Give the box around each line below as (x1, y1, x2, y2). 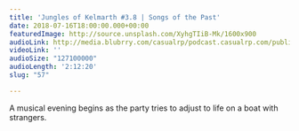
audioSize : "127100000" (9, 54, 98, 63)
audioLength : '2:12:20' (9, 63, 98, 72)
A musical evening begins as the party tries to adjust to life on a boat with (9, 103, 279, 113)
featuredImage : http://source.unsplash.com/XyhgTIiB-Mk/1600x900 (9, 29, 256, 38)
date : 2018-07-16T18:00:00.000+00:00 (9, 21, 149, 30)
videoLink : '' (9, 46, 62, 55)
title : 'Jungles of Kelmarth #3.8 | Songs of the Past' (9, 12, 221, 22)
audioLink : (9, 37, 50, 47)
